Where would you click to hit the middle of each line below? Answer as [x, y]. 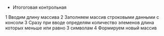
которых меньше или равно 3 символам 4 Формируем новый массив [81, 28]
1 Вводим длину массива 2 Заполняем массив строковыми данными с [82, 17]
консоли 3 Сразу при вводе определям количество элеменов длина [80, 23]
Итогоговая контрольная [40, 7]
